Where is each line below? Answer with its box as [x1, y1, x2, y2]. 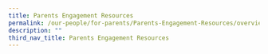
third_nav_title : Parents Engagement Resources [8, 33, 170, 42]
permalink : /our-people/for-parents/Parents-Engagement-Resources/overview [8, 19, 266, 27]
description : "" [8, 26, 62, 34]
